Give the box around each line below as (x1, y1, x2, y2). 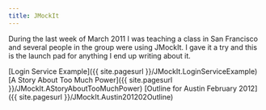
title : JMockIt (8, 11, 60, 20)
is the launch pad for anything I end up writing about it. (8, 51, 192, 60)
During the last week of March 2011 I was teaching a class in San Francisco (8, 34, 259, 43)
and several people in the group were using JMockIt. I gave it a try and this (8, 42, 257, 52)
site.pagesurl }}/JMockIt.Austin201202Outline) (19, 92, 174, 101)
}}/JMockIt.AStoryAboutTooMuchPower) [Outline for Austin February (8, 84, 237, 93)
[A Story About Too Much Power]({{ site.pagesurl (8, 75, 173, 84)
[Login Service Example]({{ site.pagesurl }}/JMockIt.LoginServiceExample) (8, 66, 258, 76)
